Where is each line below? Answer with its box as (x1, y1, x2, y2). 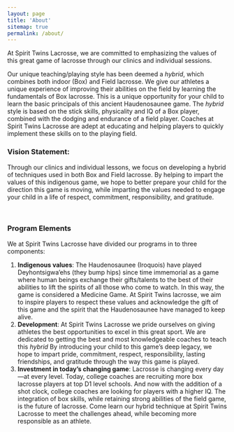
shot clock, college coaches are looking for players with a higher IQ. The (17, 386, 226, 396)
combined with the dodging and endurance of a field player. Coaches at (7, 115, 214, 123)
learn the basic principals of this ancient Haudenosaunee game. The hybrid (7, 99, 224, 109)
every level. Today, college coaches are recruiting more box (31, 372, 203, 380)
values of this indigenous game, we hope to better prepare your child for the (7, 178, 227, 186)
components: (7, 246, 45, 256)
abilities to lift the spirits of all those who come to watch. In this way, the (17, 283, 225, 291)
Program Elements (7, 223, 71, 233)
